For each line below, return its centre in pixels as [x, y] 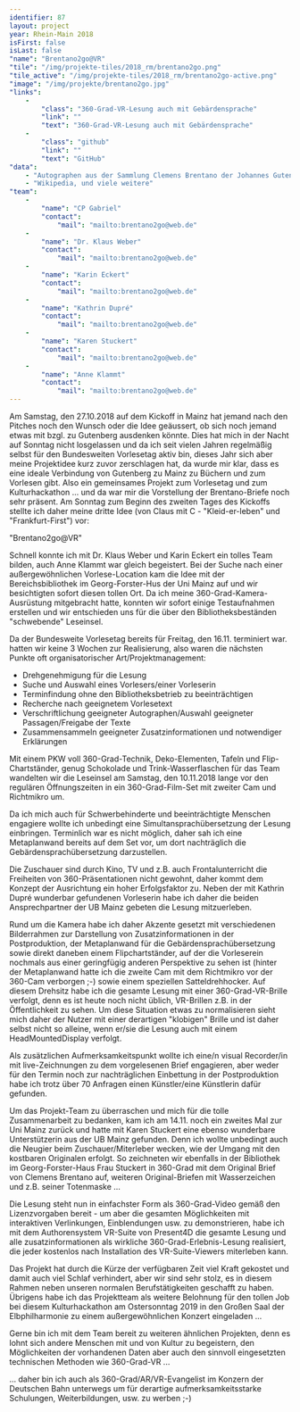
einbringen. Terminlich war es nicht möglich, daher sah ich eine [126, 833]
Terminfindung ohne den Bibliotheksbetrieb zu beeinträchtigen [137, 694]
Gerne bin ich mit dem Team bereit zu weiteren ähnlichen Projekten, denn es [150, 1333]
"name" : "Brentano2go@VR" [57, 59]
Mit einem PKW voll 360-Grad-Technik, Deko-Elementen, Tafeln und [135, 759]
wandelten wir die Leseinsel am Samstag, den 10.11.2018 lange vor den [139, 778]
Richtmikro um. [37, 797]
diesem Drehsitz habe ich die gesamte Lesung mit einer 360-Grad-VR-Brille [149, 991]
